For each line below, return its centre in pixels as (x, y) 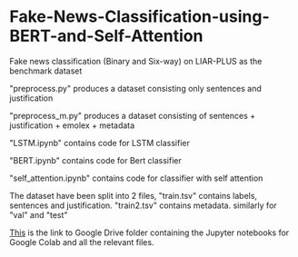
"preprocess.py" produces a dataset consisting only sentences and (135, 88)
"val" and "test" (39, 214)
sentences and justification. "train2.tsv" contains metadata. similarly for (143, 205)
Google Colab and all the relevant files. (82, 242)
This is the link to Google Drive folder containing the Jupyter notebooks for (149, 232)
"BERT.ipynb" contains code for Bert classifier (95, 160)
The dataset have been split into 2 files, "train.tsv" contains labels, (133, 195)
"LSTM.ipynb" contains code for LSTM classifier (100, 143)
